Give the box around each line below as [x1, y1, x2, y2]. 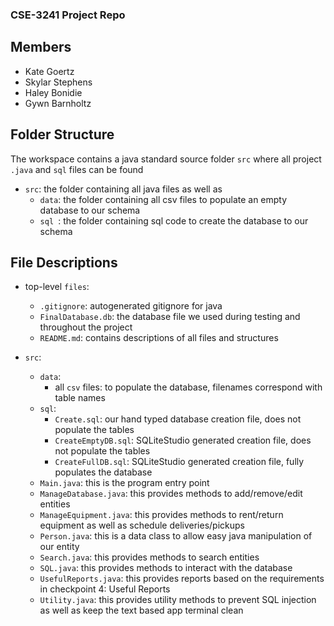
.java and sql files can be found [10, 163, 144, 175]
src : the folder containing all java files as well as [24, 183, 223, 195]
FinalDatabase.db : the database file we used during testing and [39, 311, 301, 323]
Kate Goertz [24, 65, 75, 77]
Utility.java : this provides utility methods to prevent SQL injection [39, 594, 317, 606]
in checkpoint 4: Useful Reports [39, 583, 171, 595]
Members [10, 39, 72, 56]
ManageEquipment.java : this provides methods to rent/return [39, 509, 284, 521]
